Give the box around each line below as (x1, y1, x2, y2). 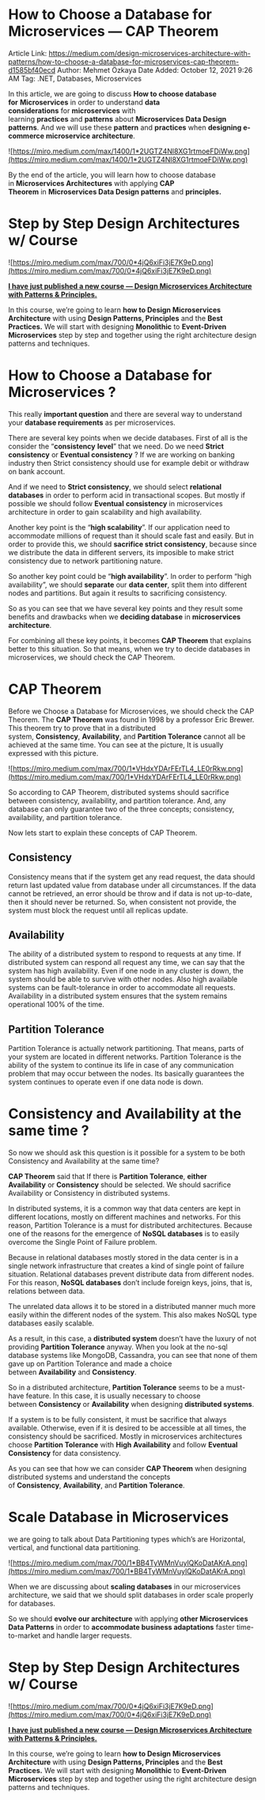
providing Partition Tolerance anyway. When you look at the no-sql (8, 1342, 228, 1352)
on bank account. (8, 467, 66, 476)
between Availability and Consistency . (8, 1367, 137, 1377)
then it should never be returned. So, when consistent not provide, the (8, 897, 237, 906)
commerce (8, 130, 45, 140)
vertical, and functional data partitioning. (8, 1543, 141, 1552)
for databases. (8, 1599, 55, 1609)
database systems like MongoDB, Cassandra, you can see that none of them (8, 1351, 258, 1360)
